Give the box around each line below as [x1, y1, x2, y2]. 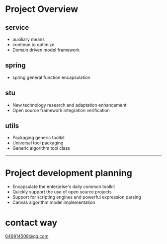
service [5, 23, 29, 32]
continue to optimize [12, 42, 55, 48]
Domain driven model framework [12, 47, 80, 53]
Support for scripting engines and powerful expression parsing [12, 194, 142, 200]
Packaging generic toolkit [12, 135, 65, 141]
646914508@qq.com [5, 233, 49, 239]
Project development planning [5, 167, 133, 179]
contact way [5, 217, 58, 228]
